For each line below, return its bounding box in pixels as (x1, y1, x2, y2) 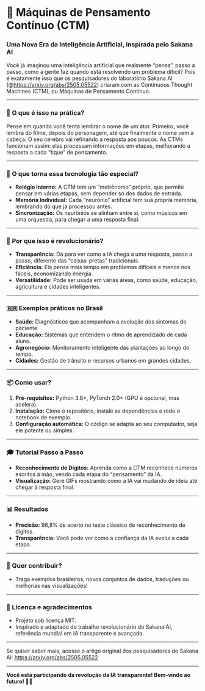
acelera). (15, 400, 38, 408)
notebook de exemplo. (15, 413, 72, 421)
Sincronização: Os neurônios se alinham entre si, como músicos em (15, 209, 187, 217)
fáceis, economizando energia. (15, 270, 93, 277)
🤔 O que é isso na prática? (6, 109, 85, 117)
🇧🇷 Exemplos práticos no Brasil (6, 304, 103, 313)
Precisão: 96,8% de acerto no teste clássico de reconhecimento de (15, 521, 186, 529)
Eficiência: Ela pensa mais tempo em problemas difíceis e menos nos (15, 264, 191, 271)
